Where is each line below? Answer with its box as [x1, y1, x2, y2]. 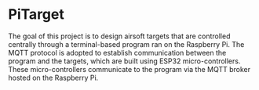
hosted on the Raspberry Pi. [8, 73, 99, 82]
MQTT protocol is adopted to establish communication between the [8, 48, 227, 57]
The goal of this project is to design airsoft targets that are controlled [8, 31, 231, 41]
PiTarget [8, 5, 64, 23]
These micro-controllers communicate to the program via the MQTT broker [8, 64, 251, 74]
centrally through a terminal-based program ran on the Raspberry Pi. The [8, 39, 245, 49]
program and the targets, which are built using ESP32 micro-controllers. [8, 56, 241, 66]
